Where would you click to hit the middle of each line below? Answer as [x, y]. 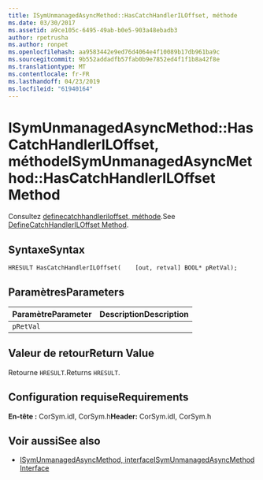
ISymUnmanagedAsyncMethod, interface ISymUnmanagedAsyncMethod [137, 460]
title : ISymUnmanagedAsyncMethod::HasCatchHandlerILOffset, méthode [123, 15]
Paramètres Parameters [66, 292]
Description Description [144, 314]
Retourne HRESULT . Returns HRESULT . [64, 372]
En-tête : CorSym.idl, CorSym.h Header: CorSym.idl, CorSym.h [110, 416]
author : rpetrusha [38, 37]
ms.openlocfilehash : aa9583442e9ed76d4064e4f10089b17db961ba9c [114, 52]
